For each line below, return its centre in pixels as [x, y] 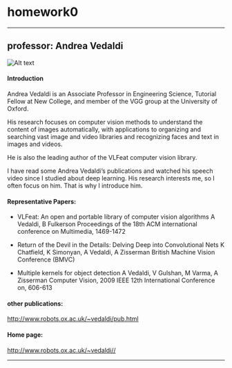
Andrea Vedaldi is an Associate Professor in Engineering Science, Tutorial [112, 93]
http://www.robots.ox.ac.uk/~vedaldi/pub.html [73, 319]
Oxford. [18, 109]
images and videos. [35, 144]
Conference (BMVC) [46, 259]
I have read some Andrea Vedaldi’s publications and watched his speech [110, 171]
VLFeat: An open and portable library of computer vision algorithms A [116, 217]
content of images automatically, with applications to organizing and [104, 129]
